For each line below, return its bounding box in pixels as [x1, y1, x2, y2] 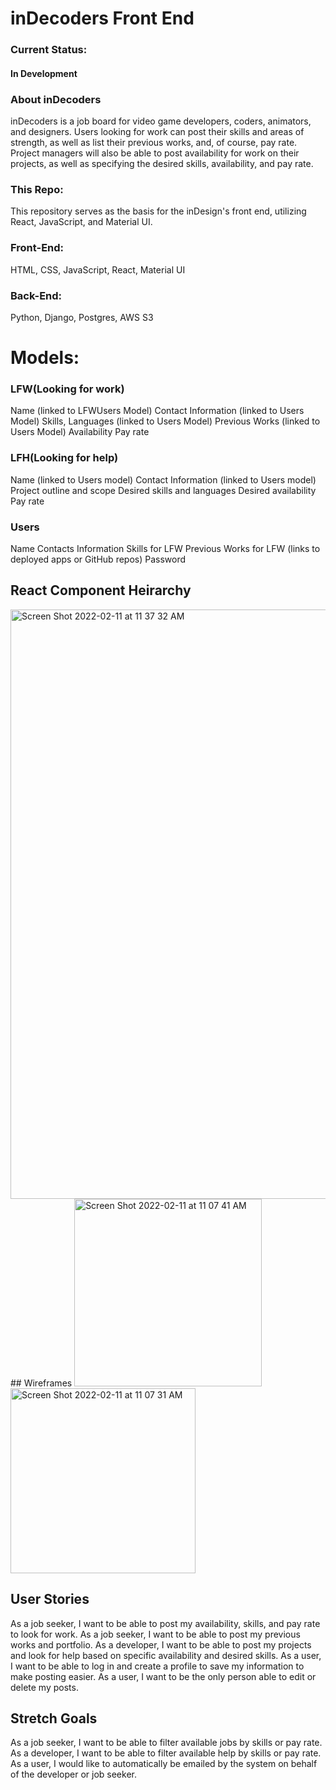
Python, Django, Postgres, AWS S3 [10, 311, 154, 323]
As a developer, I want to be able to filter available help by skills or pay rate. [10, 1747, 322, 1759]
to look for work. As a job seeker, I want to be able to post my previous [10, 1628, 301, 1640]
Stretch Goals [10, 1710, 98, 1727]
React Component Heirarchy [10, 582, 192, 599]
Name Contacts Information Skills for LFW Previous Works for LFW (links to [10, 542, 321, 554]
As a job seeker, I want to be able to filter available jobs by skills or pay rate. [10, 1737, 323, 1749]
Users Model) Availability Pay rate [10, 426, 150, 438]
